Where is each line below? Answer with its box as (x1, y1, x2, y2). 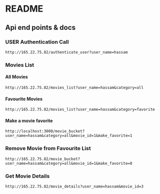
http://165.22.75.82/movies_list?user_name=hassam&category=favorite (5, 107, 155, 112)
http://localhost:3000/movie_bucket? (5, 129, 85, 134)
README (5, 3, 44, 15)
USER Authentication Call (5, 38, 69, 45)
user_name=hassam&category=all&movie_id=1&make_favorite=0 (5, 161, 133, 166)
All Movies (5, 74, 28, 80)
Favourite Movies (5, 95, 43, 102)
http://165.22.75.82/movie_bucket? (5, 156, 81, 162)
